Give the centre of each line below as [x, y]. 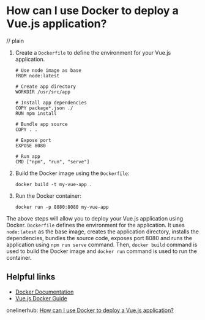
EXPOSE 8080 [30, 146]
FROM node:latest [37, 76]
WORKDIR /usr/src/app [43, 92]
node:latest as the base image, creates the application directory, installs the [102, 232]
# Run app [28, 156]
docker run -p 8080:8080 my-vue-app [62, 207]
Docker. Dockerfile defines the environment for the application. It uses [95, 225]
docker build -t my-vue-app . [54, 184]
